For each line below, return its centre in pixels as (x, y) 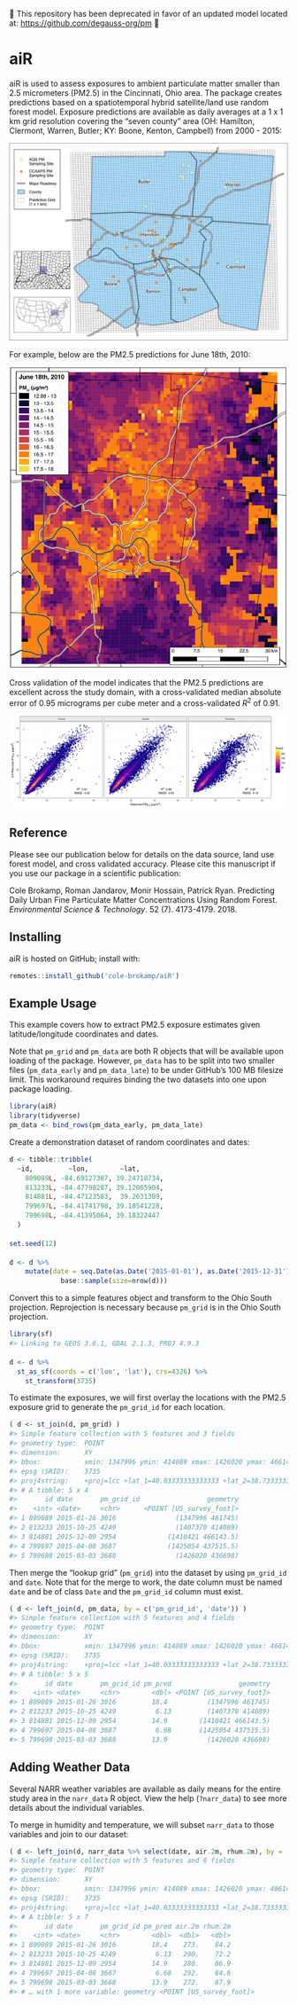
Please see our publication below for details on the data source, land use (142, 854)
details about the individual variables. (77, 1807)
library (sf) (31, 1335)
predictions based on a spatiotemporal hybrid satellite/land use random (139, 102)
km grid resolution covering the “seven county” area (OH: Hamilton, (132, 121)
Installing (35, 937)
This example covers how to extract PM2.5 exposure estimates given (135, 1025)
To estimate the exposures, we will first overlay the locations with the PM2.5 (148, 1398)
